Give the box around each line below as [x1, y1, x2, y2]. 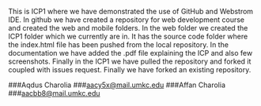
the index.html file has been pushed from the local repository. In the [8, 40, 229, 49]
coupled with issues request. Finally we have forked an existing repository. [8, 65, 252, 74]
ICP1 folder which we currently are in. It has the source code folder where [8, 31, 248, 41]
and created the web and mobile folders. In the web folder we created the [8, 24, 248, 32]
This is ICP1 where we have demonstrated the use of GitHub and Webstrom [8, 7, 254, 16]
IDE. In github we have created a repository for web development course [8, 15, 245, 24]
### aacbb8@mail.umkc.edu [8, 89, 100, 97]
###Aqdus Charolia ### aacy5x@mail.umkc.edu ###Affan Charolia [8, 80, 225, 90]
